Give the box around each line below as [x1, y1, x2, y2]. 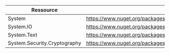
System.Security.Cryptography [8, 40, 81, 46]
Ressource [31, 7, 58, 13]
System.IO [8, 23, 32, 30]
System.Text [8, 31, 37, 38]
